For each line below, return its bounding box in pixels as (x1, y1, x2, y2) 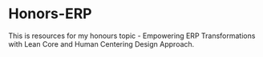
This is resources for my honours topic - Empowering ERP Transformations (8, 31, 256, 40)
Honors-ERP (8, 5, 92, 23)
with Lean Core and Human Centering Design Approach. (8, 39, 195, 48)
